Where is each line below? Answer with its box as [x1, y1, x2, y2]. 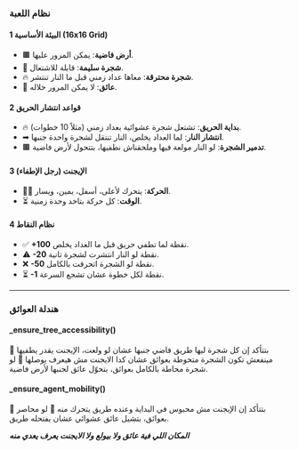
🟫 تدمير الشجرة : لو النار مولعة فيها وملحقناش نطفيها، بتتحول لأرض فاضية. [21, 141, 267, 153]
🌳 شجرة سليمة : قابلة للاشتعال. [21, 62, 124, 73]
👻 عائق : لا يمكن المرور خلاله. [21, 82, 117, 92]
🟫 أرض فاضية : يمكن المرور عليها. [21, 50, 133, 60]
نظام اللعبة [9, 7, 51, 20]
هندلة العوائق [9, 302, 60, 315]
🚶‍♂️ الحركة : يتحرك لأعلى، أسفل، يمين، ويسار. [21, 185, 171, 196]
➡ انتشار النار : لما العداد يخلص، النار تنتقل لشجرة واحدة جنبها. [21, 132, 224, 142]
